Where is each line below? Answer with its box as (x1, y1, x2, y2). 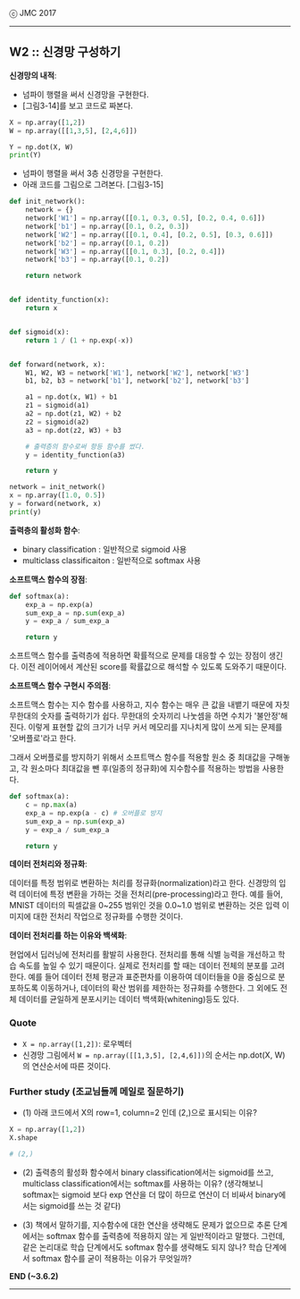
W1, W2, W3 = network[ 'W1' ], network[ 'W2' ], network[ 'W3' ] (25, 368, 250, 377)
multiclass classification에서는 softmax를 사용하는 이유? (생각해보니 (21, 1177, 263, 1188)
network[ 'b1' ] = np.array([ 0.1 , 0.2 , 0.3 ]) (25, 222, 190, 231)
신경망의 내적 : (9, 70, 57, 80)
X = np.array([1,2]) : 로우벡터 (21, 1038, 132, 1049)
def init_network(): (9, 197, 87, 207)
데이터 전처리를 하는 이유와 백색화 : (9, 930, 128, 941)
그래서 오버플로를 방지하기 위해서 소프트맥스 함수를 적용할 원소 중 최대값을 (9, 752, 267, 763)
